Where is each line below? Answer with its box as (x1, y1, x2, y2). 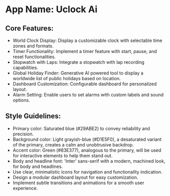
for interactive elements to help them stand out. (12, 152, 113, 159)
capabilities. (12, 65, 38, 70)
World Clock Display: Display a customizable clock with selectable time (12, 37, 162, 43)
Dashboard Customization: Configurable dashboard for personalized (12, 81, 157, 87)
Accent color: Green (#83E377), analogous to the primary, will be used (12, 147, 162, 153)
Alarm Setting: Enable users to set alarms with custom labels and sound (12, 92, 164, 97)
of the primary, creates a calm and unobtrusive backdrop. (12, 141, 134, 148)
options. (12, 97, 30, 103)
